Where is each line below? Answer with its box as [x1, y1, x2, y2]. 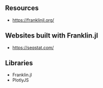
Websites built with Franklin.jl [5, 32, 99, 40]
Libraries [5, 59, 33, 67]
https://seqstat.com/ [12, 44, 54, 50]
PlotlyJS [12, 77, 29, 83]
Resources [5, 4, 39, 12]
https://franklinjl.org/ [12, 17, 54, 23]
